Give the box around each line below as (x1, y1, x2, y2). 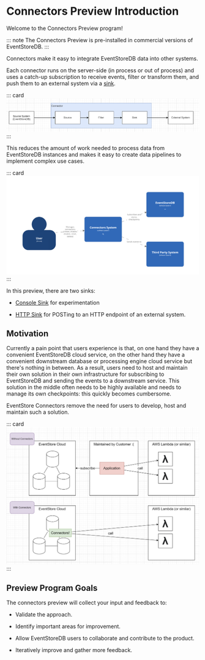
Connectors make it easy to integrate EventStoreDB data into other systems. (6, 54, 199, 62)
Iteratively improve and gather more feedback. (15, 646, 133, 653)
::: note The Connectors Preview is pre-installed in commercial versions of (6, 36, 193, 43)
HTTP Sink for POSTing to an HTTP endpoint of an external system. (15, 310, 186, 318)
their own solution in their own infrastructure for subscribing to (6, 370, 165, 378)
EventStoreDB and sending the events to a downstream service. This (6, 377, 180, 384)
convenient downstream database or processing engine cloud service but (6, 358, 193, 365)
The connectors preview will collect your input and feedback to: (6, 599, 167, 606)
